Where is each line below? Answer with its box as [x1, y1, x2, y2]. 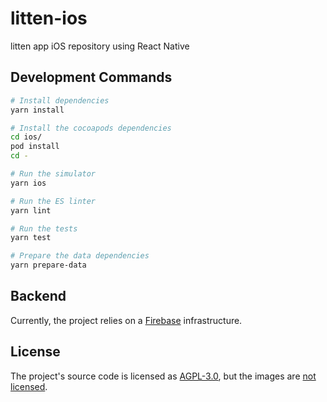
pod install [10, 142, 60, 152]
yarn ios [10, 178, 47, 188]
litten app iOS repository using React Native [10, 40, 190, 52]
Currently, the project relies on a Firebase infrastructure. [10, 314, 243, 326]
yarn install [10, 105, 65, 115]
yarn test [10, 233, 52, 243]
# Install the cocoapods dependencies [10, 123, 172, 133]
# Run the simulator [10, 169, 97, 179]
